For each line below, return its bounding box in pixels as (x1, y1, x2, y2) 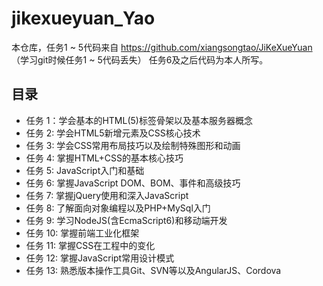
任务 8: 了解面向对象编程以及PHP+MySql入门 (25, 202, 211, 214)
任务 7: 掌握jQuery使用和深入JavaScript (25, 189, 189, 201)
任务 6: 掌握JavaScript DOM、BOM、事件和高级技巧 (25, 177, 241, 189)
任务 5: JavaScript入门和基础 (25, 164, 145, 176)
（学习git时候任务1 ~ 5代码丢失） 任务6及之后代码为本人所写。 (11, 53, 269, 66)
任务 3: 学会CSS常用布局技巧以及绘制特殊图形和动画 (25, 139, 241, 151)
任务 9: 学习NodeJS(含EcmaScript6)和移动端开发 (25, 214, 228, 226)
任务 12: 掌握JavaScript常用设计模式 (25, 252, 175, 264)
